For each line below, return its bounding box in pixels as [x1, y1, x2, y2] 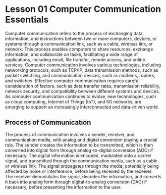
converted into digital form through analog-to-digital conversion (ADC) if [5, 147, 153, 153]
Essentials [5, 14, 49, 25]
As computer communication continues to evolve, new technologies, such [5, 93, 156, 99]
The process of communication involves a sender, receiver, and [5, 131, 135, 137]
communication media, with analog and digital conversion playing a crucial [5, 137, 158, 143]
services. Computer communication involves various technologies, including [5, 62, 161, 68]
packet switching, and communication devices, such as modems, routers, [5, 72, 156, 78]
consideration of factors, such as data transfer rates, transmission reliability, [5, 83, 161, 89]
